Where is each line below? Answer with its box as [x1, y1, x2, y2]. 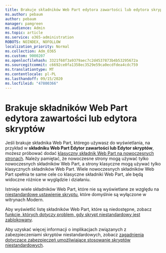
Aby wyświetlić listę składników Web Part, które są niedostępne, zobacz [5, 206, 152, 212]
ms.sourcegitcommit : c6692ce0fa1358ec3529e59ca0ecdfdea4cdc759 [5, 62, 138, 67]
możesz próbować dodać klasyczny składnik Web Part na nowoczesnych [5, 150, 154, 156]
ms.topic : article [5, 30, 43, 35]
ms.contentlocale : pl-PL [5, 72, 56, 77]
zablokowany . [5, 216, 34, 223]
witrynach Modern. [5, 197, 44, 202]
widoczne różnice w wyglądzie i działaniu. [5, 176, 91, 182]
